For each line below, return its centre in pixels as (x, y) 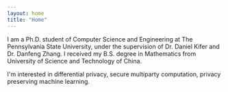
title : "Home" (27, 20)
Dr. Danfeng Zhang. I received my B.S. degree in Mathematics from (102, 53)
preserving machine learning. (49, 81)
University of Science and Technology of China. (75, 61)
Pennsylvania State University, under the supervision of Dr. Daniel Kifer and (114, 46)
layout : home (26, 13)
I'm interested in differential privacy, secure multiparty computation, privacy (114, 74)
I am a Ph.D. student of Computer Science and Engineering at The (100, 39)
